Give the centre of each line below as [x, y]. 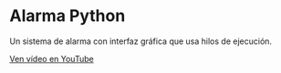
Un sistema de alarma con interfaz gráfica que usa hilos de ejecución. [140, 41]
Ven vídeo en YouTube [52, 58]
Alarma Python [68, 16]
